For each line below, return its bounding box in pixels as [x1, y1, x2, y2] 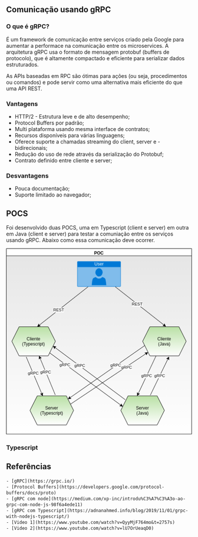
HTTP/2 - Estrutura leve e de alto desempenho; [14, 113, 130, 120]
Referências [6, 461, 52, 471]
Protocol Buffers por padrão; [14, 119, 84, 126]
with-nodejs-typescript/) [6, 513, 70, 519]
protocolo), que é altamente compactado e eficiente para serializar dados [6, 54, 185, 61]
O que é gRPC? [6, 22, 50, 31]
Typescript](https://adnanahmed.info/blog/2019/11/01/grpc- [37, 507, 189, 513]
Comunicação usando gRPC [6, 5, 111, 15]
